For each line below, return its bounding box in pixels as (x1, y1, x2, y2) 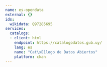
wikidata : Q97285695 (10, 21, 53, 27)
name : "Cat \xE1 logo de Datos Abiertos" (14, 49, 98, 54)
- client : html (10, 36, 42, 41)
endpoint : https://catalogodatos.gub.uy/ (14, 40, 102, 45)
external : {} (5, 12, 33, 17)
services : (5, 26, 26, 31)
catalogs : (10, 31, 30, 36)
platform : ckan (14, 54, 46, 59)
